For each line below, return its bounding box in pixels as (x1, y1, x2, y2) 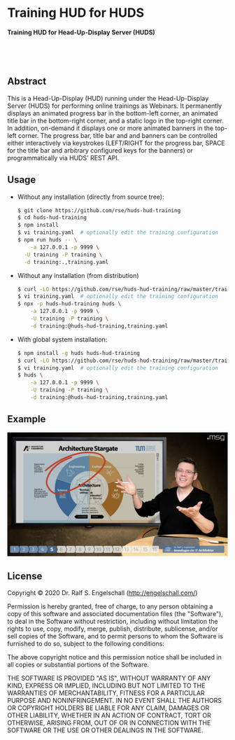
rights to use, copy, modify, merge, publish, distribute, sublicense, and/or (7, 624, 218, 633)
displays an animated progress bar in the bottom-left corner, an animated (7, 109, 218, 117)
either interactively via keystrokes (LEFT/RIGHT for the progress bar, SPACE (7, 139, 225, 147)
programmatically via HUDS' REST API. (7, 153, 120, 162)
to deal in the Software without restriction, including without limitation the (7, 617, 218, 626)
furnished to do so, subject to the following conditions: (7, 639, 164, 648)
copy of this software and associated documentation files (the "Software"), (7, 610, 224, 618)
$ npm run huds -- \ (17, 237, 78, 244)
